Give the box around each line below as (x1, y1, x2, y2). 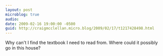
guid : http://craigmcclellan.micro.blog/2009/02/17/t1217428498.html (5, 26, 155, 31)
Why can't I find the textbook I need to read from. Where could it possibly (5, 39, 158, 45)
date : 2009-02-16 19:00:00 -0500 (5, 21, 76, 26)
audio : (5, 16, 19, 21)
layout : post (5, 7, 33, 12)
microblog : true (5, 12, 39, 17)
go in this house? (5, 45, 41, 51)
